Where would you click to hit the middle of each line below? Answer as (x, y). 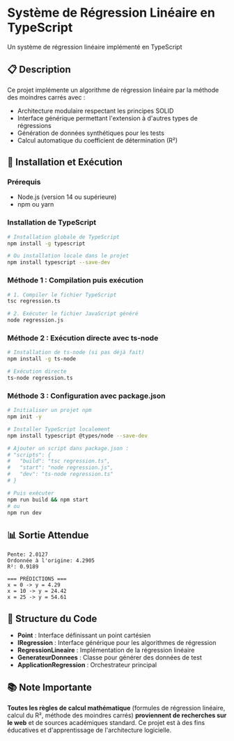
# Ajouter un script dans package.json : (68, 448)
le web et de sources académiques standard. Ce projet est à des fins (106, 722)
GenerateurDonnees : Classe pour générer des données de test (109, 658)
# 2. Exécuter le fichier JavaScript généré (73, 314)
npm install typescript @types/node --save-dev (78, 436)
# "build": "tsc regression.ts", (59, 461)
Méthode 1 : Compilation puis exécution (76, 280)
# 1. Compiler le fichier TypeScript (62, 295)
